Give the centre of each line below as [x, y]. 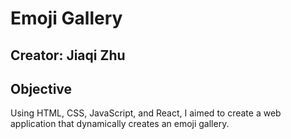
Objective [41, 88]
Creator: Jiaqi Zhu [68, 55]
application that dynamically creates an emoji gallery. [120, 124]
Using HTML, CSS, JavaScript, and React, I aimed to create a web [146, 113]
